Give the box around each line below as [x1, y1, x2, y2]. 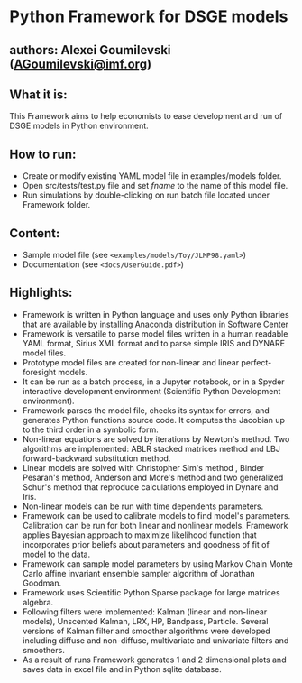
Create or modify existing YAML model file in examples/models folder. [22, 171, 282, 181]
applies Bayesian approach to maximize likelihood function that [22, 530, 257, 540]
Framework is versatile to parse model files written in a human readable [22, 328, 288, 339]
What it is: [9, 87, 68, 102]
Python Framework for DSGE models [9, 6, 288, 27]
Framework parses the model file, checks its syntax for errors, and [22, 404, 270, 416]
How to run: [9, 146, 77, 162]
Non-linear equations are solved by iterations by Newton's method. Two [22, 433, 290, 444]
